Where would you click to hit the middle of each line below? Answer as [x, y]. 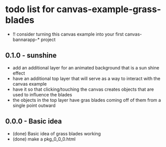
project [48, 40]
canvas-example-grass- [109, 9]
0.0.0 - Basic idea [34, 121]
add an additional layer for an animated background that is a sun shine [86, 67]
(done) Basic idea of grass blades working [57, 133]
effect [19, 73]
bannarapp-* [26, 40]
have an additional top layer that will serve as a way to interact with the [86, 78]
